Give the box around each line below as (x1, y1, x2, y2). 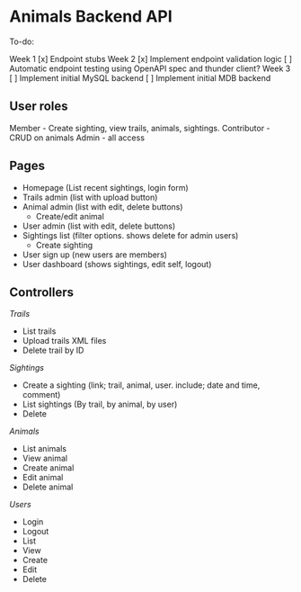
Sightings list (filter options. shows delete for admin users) (22, 229, 239, 240)
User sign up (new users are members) (22, 249, 168, 260)
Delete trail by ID (22, 345, 84, 356)
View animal (22, 453, 68, 464)
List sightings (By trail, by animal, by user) (22, 399, 178, 410)
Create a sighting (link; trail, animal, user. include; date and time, (22, 380, 261, 390)
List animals (22, 444, 67, 454)
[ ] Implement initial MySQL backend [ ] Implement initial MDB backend (9, 72, 271, 83)
